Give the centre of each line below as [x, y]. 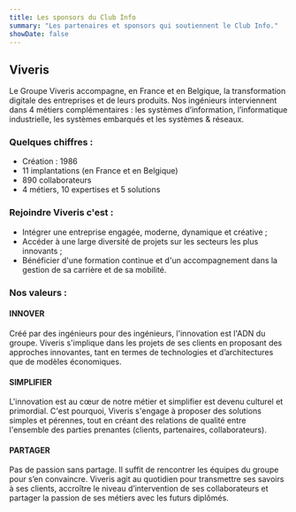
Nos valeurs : [38, 292]
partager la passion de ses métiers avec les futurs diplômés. [119, 498]
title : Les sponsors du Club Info [73, 17]
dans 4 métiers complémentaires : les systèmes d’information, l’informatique [148, 110]
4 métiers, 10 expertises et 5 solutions [91, 190]
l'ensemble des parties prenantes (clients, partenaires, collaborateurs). [138, 430]
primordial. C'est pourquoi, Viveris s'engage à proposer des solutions [136, 411]
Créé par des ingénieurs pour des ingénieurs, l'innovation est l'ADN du [137, 333]
